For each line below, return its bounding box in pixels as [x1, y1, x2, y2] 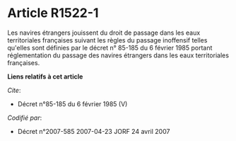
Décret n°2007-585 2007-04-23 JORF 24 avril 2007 [17, 127, 170, 135]
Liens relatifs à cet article [7, 72, 83, 81]
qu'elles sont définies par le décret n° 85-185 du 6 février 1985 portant [7, 43, 213, 52]
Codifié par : [7, 113, 42, 122]
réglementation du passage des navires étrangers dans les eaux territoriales [7, 51, 230, 60]
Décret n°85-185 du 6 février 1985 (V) [17, 99, 128, 108]
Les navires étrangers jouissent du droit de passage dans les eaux [7, 28, 201, 37]
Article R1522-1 [7, 5, 99, 21]
